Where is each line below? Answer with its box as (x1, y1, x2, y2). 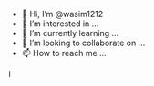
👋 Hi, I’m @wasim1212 (21, 9, 104, 19)
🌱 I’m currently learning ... (21, 28, 119, 38)
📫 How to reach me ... (21, 48, 107, 58)
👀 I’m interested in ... (21, 18, 99, 29)
